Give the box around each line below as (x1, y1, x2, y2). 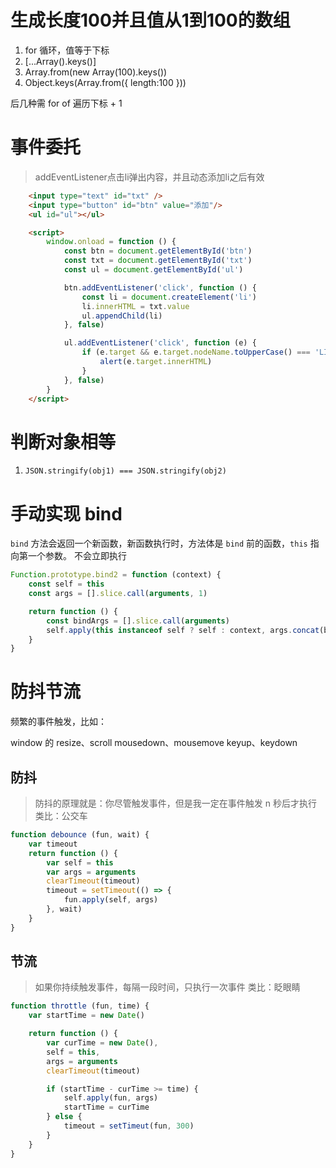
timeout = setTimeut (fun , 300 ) (63, 1121, 195, 1131)
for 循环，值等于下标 (24, 44, 110, 56)
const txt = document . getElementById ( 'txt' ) (63, 256, 253, 266)
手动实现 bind (10, 502, 123, 525)
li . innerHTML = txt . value (81, 301, 190, 311)
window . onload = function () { (46, 237, 177, 247)
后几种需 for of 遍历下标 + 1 (10, 97, 123, 109)
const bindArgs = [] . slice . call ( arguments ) (46, 616, 230, 626)
